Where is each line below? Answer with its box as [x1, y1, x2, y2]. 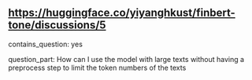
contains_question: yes [8, 39, 83, 49]
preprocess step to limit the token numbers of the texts [8, 63, 187, 72]
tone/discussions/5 [8, 19, 106, 32]
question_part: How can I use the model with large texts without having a [8, 54, 245, 64]
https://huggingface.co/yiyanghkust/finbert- [8, 6, 236, 20]
